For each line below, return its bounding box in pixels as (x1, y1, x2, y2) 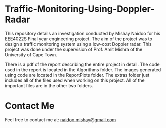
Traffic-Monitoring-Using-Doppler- (5, 3, 155, 15)
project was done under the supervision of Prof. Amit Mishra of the (5, 46, 143, 52)
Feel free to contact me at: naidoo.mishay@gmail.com (5, 116, 116, 123)
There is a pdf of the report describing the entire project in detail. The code (5, 61, 160, 67)
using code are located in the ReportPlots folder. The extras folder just (5, 72, 150, 78)
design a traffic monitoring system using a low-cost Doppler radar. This (5, 41, 152, 47)
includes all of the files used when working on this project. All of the (5, 77, 145, 83)
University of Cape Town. (5, 51, 57, 58)
